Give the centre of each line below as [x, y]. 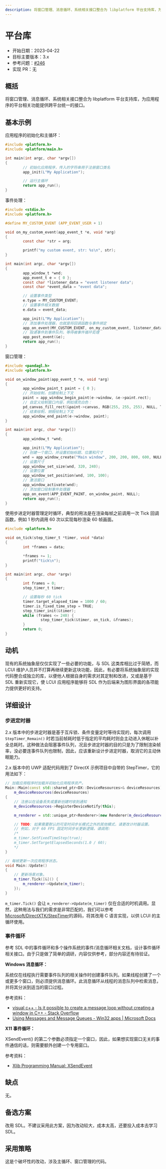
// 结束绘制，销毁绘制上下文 [48, 411]
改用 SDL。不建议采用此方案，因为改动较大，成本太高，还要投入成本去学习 [81, 1125]
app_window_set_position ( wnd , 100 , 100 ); [66, 476]
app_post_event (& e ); [44, 337]
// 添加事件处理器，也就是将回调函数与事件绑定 [65, 323]
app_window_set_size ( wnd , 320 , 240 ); [62, 467]
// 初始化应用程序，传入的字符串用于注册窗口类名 [67, 167]
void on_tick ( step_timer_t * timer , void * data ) [55, 538]
